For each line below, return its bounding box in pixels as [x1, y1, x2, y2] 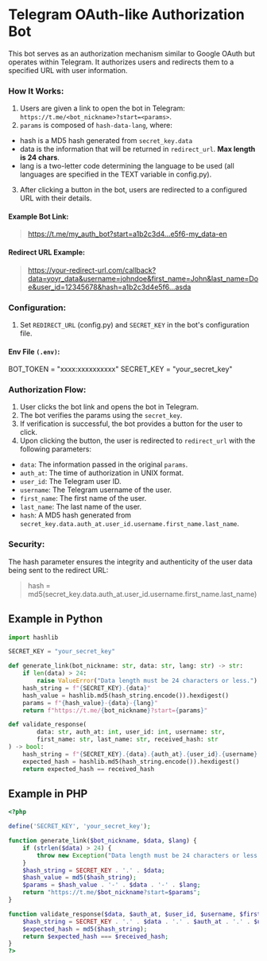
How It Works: [8, 85, 64, 96]
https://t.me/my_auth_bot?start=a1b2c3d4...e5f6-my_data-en [27, 229, 228, 239]
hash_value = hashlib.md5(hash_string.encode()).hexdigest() [22, 692, 229, 699]
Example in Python [8, 612, 103, 626]
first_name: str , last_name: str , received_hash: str [37, 735, 219, 744]
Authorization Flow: [8, 384, 87, 395]
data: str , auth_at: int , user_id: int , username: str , [37, 728, 226, 736]
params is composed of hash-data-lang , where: [19, 121, 172, 130]
